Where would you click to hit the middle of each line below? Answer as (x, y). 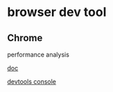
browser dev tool (57, 12)
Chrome (25, 38)
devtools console (32, 82)
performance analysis (38, 54)
